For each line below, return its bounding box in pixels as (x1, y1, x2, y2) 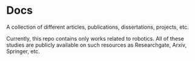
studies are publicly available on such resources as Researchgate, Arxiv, (6, 41, 187, 48)
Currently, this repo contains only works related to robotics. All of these (6, 35, 185, 42)
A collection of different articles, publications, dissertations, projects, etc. (6, 23, 189, 30)
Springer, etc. (6, 47, 41, 54)
